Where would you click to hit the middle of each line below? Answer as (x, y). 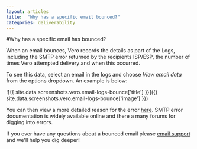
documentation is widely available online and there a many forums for (91, 116)
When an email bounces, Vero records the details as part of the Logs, (91, 51)
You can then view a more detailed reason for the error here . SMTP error (95, 110)
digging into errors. (30, 122)
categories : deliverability (41, 22)
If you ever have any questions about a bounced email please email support (98, 134)
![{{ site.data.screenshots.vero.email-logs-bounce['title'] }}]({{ (82, 92)
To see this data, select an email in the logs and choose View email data (94, 75)
